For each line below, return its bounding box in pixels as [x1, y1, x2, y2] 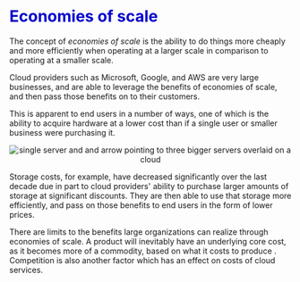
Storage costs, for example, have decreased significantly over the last [9, 171, 267, 182]
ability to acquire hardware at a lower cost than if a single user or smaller [9, 118, 278, 129]
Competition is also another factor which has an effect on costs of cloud [9, 254, 276, 265]
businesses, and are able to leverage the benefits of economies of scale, [9, 81, 278, 92]
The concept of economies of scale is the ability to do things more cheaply [9, 36, 287, 46]
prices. [9, 209, 35, 220]
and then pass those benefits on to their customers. [9, 91, 201, 102]
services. [9, 264, 43, 275]
